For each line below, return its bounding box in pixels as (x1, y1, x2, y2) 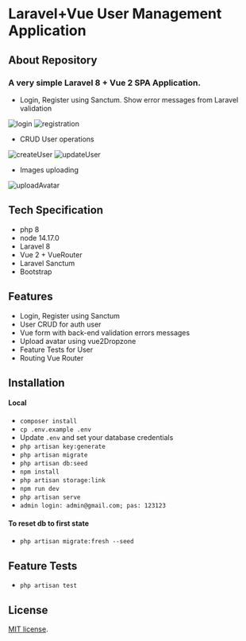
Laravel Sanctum (19, 258, 75, 268)
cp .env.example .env (19, 426, 91, 434)
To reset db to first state (8, 518, 90, 528)
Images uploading (19, 164, 79, 175)
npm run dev (19, 485, 60, 493)
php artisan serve (19, 493, 81, 501)
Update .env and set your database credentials (19, 433, 174, 442)
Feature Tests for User (19, 345, 94, 354)
